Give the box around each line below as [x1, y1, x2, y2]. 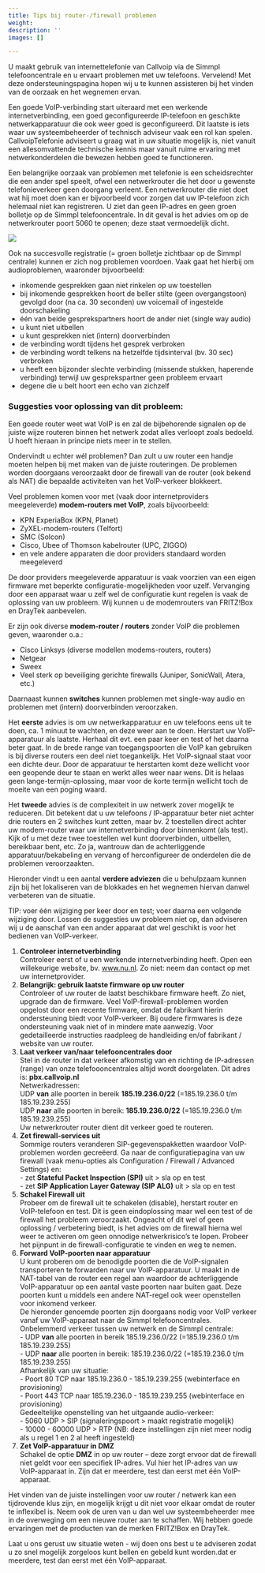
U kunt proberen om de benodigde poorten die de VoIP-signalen [19, 1257, 229, 1266]
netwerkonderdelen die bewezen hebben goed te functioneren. [8, 153, 215, 163]
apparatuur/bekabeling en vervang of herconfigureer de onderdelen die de [8, 850, 251, 860]
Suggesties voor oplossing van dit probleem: [8, 401, 184, 412]
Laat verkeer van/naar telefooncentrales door [19, 1047, 173, 1056]
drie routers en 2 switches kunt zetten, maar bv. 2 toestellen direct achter [8, 816, 247, 826]
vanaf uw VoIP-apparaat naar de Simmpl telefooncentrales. [19, 1315, 212, 1324]
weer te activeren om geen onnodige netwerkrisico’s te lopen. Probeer [19, 1231, 248, 1241]
